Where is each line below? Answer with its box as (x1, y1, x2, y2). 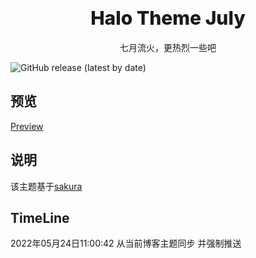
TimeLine (10, 209, 70, 226)
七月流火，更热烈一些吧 (119, 41, 217, 53)
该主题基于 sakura (10, 180, 83, 192)
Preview (10, 120, 44, 132)
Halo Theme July (90, 6, 246, 30)
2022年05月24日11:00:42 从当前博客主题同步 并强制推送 (10, 237, 242, 250)
